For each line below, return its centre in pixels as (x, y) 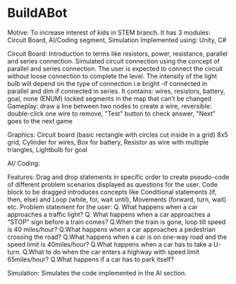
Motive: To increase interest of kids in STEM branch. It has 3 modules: (109, 32)
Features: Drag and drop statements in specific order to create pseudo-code (118, 177)
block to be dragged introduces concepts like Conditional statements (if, (112, 192)
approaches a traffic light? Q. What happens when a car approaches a (109, 214)
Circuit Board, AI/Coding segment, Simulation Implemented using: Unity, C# (117, 39)
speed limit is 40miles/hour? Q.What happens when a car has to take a (110, 244)
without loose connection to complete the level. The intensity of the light (112, 76)
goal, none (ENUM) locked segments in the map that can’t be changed (110, 98)
